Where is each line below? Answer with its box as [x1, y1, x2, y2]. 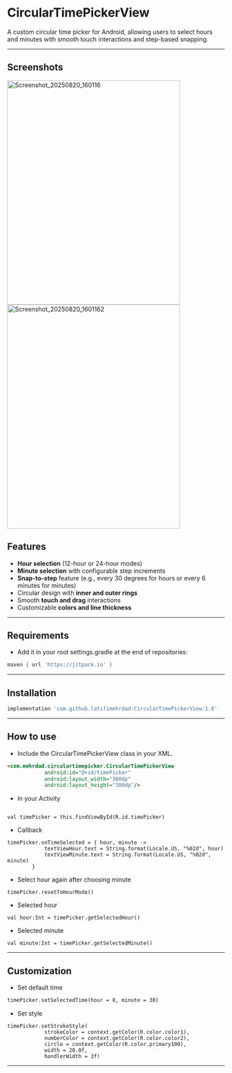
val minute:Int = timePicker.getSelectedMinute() [7, 940, 153, 947]
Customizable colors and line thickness [17, 603, 132, 611]
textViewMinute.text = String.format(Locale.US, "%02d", [43, 851, 212, 858]
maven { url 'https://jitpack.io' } [7, 661, 113, 668]
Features [7, 541, 46, 553]
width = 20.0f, [43, 1047, 88, 1054]
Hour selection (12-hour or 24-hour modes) [17, 559, 143, 567]
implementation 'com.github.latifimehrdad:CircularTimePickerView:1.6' [7, 705, 217, 712]
